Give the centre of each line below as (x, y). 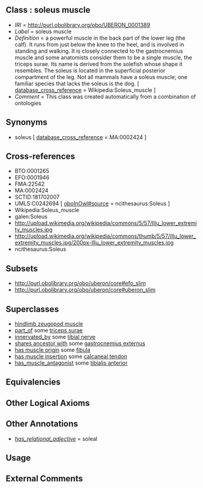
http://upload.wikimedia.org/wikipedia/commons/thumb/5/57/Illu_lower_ (105, 236)
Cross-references (41, 157)
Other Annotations (42, 424)
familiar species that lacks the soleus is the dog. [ (77, 83)
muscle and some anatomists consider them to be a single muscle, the (103, 57)
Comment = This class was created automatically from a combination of (105, 96)
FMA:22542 (30, 184)
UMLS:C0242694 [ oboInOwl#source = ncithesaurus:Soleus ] (92, 204)
